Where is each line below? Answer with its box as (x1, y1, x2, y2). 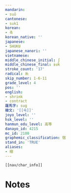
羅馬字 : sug (5, 103, 27, 108)
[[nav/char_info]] (5, 162, 43, 167)
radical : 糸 (5, 71, 29, 76)
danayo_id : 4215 (5, 126, 38, 131)
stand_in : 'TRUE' (5, 140, 41, 145)
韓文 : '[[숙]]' (5, 108, 34, 113)
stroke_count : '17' (5, 67, 45, 72)
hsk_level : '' (5, 117, 34, 122)
